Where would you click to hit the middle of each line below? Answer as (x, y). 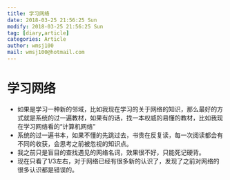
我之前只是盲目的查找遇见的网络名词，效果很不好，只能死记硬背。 (111, 152)
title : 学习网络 (28, 13)
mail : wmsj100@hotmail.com (46, 53)
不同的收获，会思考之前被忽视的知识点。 (75, 143)
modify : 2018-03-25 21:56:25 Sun (55, 26)
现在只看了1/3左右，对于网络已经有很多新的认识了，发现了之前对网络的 (118, 161)
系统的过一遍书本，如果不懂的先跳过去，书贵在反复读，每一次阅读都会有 (120, 135)
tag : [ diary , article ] (38, 33)
